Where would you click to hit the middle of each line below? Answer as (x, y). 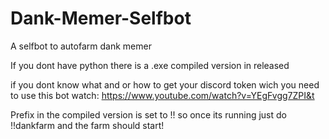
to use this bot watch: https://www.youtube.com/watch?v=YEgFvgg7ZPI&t (162, 95)
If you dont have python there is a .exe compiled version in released (150, 65)
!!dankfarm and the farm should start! (87, 125)
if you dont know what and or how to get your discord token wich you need (165, 84)
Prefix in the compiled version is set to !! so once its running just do (148, 114)
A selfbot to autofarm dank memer (81, 46)
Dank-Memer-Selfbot (101, 18)
